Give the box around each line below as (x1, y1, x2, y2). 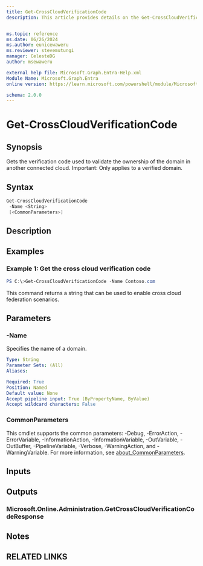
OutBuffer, (6, 442, 32, 449)
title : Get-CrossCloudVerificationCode (6, 8, 107, 15)
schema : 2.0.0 (6, 92, 42, 98)
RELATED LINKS (6, 551, 68, 562)
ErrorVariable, (6, 436, 41, 443)
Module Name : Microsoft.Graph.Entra (6, 75, 98, 82)
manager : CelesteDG (6, 53, 56, 59)
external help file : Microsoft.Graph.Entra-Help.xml (6, 70, 142, 76)
